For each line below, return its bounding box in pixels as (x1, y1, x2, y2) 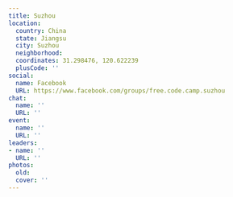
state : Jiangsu (15, 34, 67, 43)
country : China (15, 27, 67, 35)
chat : (8, 94, 27, 102)
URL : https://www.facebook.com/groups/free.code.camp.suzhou (15, 86, 226, 95)
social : (8, 72, 35, 80)
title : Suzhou (8, 11, 56, 20)
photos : (8, 162, 35, 170)
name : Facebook (15, 79, 67, 87)
